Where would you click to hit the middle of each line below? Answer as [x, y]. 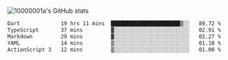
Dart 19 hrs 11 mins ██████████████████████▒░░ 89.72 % [114, 24]
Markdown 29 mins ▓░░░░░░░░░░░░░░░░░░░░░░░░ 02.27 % [114, 36]
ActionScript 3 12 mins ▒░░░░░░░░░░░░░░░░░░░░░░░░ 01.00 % [114, 50]
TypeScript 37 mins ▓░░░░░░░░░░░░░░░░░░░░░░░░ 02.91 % [114, 30]
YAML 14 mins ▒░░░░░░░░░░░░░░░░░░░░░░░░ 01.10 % [114, 43]
